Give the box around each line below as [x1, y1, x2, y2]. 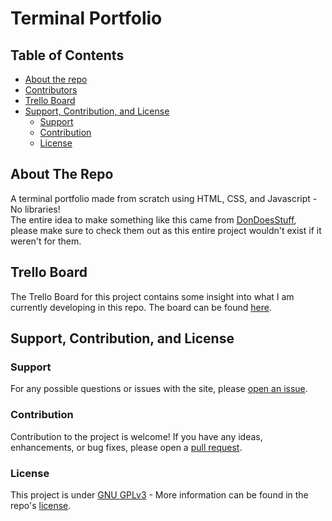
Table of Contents [10, 47, 125, 64]
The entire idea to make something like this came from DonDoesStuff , [10, 213, 297, 226]
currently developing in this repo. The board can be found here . [10, 301, 272, 313]
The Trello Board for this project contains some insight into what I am [10, 290, 295, 302]
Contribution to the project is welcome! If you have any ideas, [10, 430, 263, 442]
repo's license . [10, 499, 72, 511]
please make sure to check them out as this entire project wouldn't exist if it [10, 224, 322, 236]
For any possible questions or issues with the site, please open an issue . [10, 383, 308, 395]
